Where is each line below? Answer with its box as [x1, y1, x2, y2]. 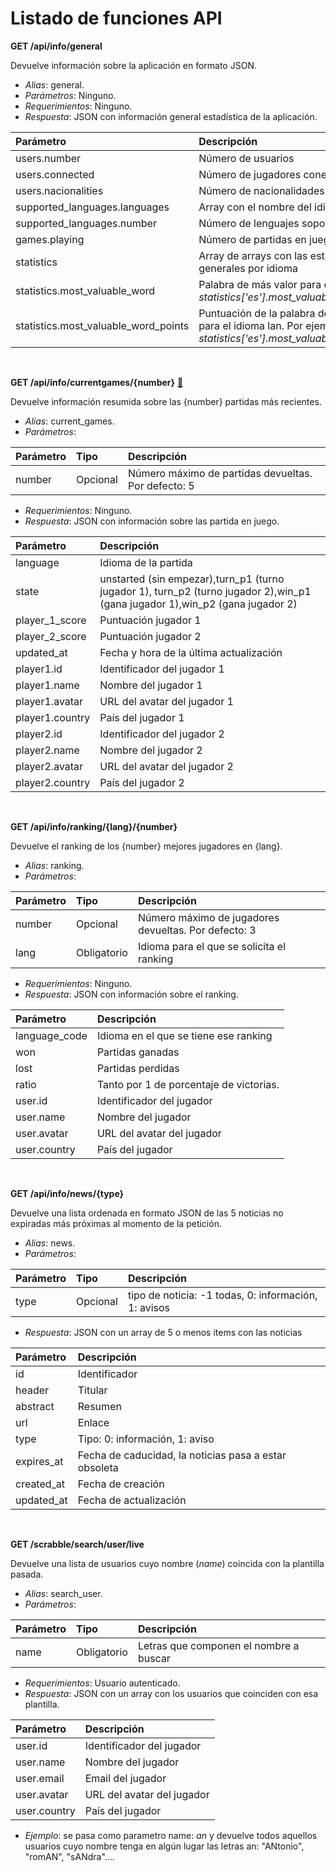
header [15, 1383, 50, 1397]
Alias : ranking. [24, 859, 85, 871]
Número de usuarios [198, 151, 295, 165]
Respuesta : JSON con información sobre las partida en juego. [24, 515, 280, 527]
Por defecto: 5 [127, 478, 195, 492]
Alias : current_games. [24, 415, 115, 427]
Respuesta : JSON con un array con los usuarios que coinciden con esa [24, 1687, 319, 1699]
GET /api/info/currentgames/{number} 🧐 [10, 376, 184, 388]
